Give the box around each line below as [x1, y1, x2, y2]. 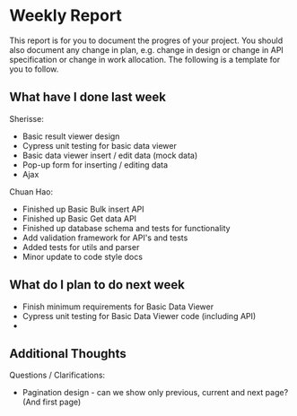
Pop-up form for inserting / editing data [22, 159, 169, 170]
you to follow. [9, 64, 59, 74]
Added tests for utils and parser [22, 241, 140, 252]
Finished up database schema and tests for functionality [22, 222, 231, 233]
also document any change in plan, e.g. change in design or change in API [9, 44, 284, 55]
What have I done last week [9, 90, 166, 105]
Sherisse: [9, 113, 45, 124]
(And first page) [22, 396, 82, 408]
